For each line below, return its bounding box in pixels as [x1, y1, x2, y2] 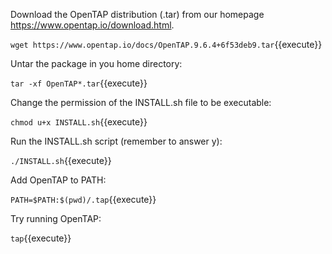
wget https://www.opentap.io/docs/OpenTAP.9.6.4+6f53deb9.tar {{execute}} [10, 39, 323, 50]
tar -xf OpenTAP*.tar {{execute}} [10, 77, 148, 89]
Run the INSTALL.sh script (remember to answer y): [10, 135, 223, 147]
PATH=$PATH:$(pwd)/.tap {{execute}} [10, 194, 157, 205]
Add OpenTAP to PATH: [10, 174, 107, 186]
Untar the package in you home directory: [10, 58, 183, 69]
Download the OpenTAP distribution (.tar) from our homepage [10, 9, 265, 20]
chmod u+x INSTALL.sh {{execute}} [10, 116, 148, 128]
